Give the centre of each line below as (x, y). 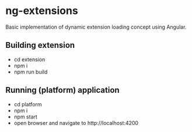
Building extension (40, 45)
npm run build (31, 72)
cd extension (29, 59)
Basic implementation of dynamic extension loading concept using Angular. (96, 27)
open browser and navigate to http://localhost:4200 (76, 123)
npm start (25, 117)
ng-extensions (42, 11)
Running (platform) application (63, 90)
